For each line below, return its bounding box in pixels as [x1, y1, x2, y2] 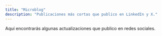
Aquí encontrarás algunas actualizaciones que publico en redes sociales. [5, 25, 156, 31]
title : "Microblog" [5, 7, 46, 12]
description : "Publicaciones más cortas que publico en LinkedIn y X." [5, 12, 157, 17]
